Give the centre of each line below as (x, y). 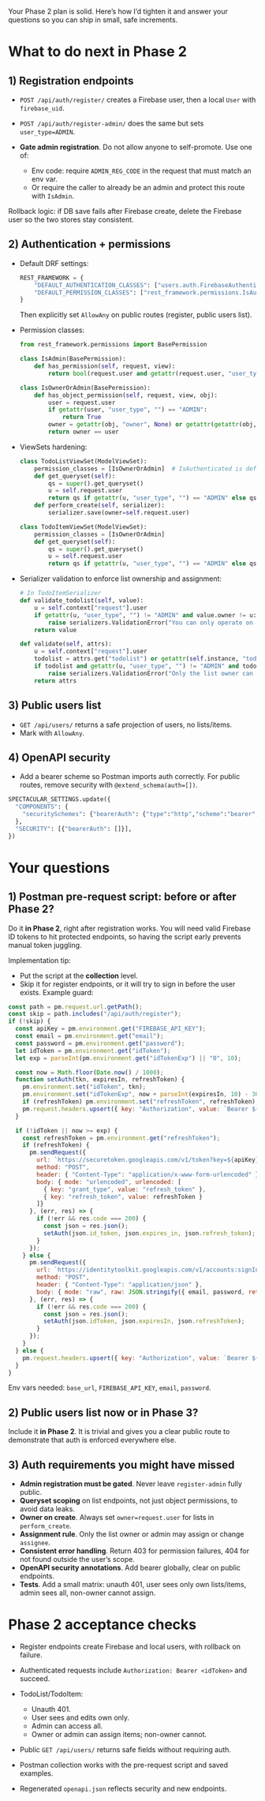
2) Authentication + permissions (90, 244)
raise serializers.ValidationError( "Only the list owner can (151, 673)
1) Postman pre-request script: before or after (122, 897)
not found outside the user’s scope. (77, 1559)
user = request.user (82, 403)
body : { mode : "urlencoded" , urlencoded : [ (109, 1182)
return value (56, 630)
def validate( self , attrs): (65, 644)
